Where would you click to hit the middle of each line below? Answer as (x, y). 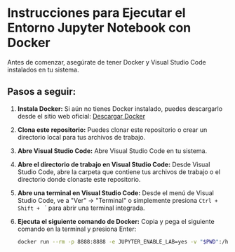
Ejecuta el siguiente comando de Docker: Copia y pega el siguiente (116, 221)
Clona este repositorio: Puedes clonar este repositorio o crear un (112, 130)
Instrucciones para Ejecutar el (96, 13)
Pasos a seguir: (41, 92)
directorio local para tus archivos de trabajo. (81, 137)
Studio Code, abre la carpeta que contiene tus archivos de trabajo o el (119, 172)
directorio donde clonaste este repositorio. (79, 179)
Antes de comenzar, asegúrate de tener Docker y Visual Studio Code (107, 62)
